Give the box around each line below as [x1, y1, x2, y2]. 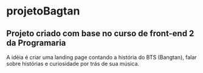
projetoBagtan [6, 4, 80, 18]
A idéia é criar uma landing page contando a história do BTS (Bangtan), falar [6, 54, 197, 61]
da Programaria [6, 37, 66, 48]
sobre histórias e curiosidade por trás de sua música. [6, 60, 140, 67]
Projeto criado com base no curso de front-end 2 [6, 28, 194, 39]
